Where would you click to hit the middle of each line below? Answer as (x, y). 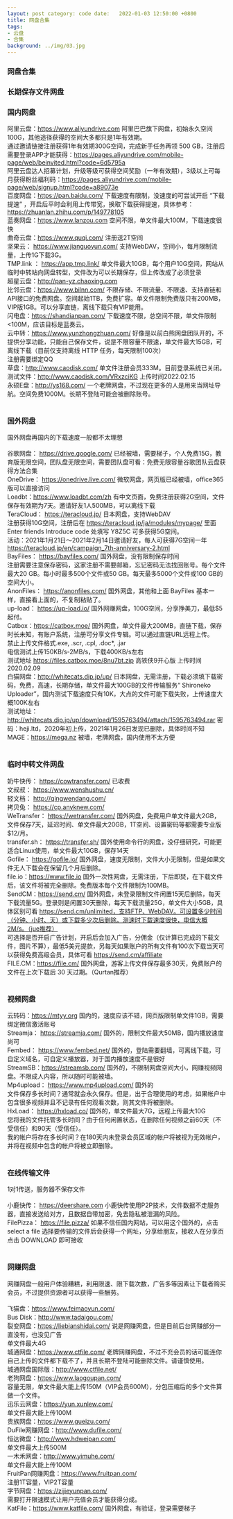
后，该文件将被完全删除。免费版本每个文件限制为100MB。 (90, 885)
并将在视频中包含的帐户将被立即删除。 (62, 1146)
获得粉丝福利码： (37, 180)
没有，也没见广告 (37, 1334)
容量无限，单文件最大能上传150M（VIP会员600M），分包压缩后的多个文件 (112, 1386)
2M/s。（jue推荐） (33, 929)
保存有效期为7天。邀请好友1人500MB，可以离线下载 (81, 506)
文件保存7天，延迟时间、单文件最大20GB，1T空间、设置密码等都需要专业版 (114, 824)
